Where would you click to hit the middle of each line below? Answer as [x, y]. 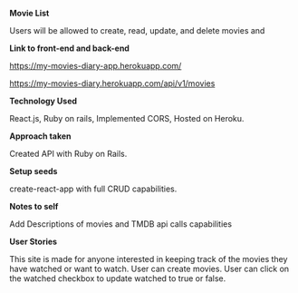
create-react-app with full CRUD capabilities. [93, 189]
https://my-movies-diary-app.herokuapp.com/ [96, 66]
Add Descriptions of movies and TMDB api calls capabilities [121, 224]
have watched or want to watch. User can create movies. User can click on [149, 269]
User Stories [33, 241]
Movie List [29, 13]
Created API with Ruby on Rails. [68, 154]
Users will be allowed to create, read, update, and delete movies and [137, 30]
